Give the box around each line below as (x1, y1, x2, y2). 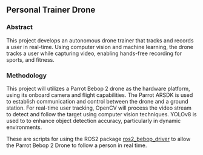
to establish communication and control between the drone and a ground (6, 97, 189, 105)
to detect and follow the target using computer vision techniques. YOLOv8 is (6, 110, 197, 117)
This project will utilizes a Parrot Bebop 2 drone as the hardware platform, (6, 85, 190, 92)
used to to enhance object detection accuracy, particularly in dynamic (6, 117, 181, 124)
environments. (6, 124, 42, 131)
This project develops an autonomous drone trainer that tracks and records (6, 36, 194, 44)
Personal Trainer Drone (6, 5, 96, 15)
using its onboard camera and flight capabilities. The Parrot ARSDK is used (6, 91, 193, 99)
